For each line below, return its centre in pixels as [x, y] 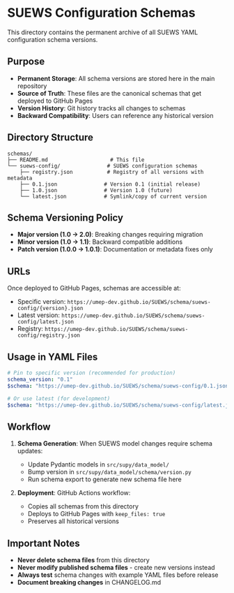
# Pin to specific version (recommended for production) [92, 373]
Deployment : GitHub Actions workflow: [74, 493]
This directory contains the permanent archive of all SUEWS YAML [103, 32]
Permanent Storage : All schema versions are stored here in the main [116, 78]
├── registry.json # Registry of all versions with [112, 172]
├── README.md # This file [76, 160]
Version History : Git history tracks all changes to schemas [101, 108]
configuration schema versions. [53, 39]
